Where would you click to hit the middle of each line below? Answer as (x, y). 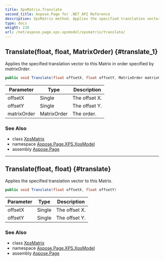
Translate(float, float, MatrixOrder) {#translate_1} (82, 52)
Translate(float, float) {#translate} (58, 169)
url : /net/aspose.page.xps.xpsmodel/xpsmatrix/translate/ (65, 32)
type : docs (16, 23)
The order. (84, 113)
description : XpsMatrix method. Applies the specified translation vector (83, 19)
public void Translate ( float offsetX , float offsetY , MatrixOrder (74, 78)
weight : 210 (17, 28)
